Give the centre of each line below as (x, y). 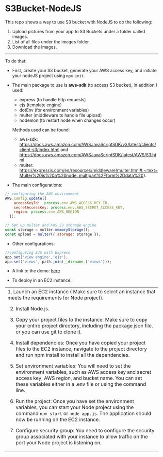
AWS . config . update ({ (26, 198)
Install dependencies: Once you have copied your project (81, 343)
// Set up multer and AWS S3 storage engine (51, 225)
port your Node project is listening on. (59, 443)
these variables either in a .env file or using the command (81, 384)
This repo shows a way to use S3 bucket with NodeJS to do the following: (79, 22)
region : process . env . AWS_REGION (46, 212)
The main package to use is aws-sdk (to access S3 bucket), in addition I (84, 85)
